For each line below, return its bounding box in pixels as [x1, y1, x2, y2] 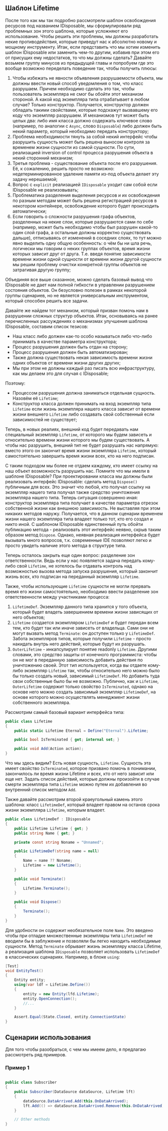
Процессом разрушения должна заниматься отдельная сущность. [12, 390, 155, 396]
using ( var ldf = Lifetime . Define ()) [14, 982, 91, 987]
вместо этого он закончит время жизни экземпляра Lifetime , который [5, 447, 156, 453]
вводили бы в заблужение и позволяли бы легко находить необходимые [5, 937, 161, 944]
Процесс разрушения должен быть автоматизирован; [12, 349, 128, 355]
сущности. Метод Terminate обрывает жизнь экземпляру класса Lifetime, [5, 943, 162, 949]
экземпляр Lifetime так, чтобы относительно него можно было [24, 667, 160, 673]
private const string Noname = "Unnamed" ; [14, 840, 104, 845]
